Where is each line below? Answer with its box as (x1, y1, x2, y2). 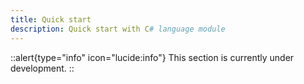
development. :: (10, 62, 75, 74)
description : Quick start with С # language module (10, 24, 226, 34)
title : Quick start (10, 14, 92, 25)
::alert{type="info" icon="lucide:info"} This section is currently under (10, 51, 295, 63)
